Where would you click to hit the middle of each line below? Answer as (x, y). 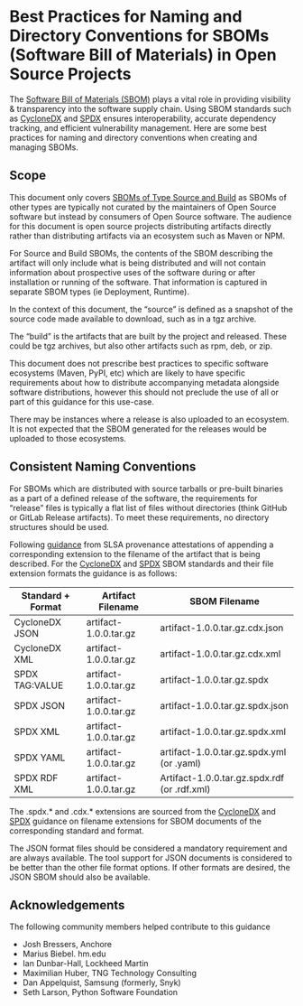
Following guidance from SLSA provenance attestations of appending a (142, 545)
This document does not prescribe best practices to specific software (139, 363)
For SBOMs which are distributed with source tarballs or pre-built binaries (147, 489)
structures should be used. (60, 526)
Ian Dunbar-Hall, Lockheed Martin (85, 964)
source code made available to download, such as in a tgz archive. (133, 319)
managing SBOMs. (44, 147)
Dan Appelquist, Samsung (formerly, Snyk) (102, 983)
